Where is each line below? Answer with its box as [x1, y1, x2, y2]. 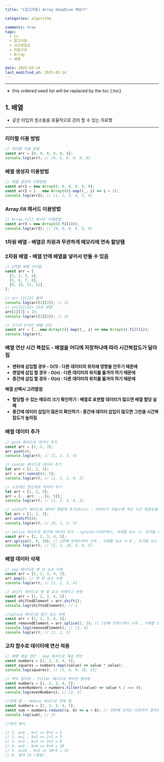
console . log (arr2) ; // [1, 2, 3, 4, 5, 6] [5, 193, 93, 198]
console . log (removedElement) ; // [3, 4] [5, 626, 89, 631]
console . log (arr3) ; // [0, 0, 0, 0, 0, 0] [5, 226, 93, 231]
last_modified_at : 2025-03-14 [5, 70, 67, 75]
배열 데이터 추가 [5, 428, 40, 435]
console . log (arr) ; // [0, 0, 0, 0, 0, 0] [5, 156, 91, 161]
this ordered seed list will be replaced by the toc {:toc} [12, 88, 122, 94]
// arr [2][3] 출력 [5, 296, 43, 301]
